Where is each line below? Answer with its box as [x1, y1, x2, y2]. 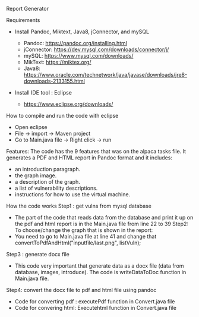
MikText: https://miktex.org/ [23, 59, 91, 65]
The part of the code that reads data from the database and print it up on [14, 214, 194, 221]
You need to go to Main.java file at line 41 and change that [14, 233, 157, 240]
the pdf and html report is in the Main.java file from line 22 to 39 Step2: [14, 220, 189, 227]
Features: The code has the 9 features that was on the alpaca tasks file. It [6, 148, 186, 155]
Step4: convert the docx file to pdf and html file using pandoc [6, 287, 157, 293]
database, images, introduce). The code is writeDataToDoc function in [14, 269, 187, 275]
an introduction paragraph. [14, 166, 81, 172]
